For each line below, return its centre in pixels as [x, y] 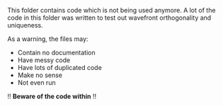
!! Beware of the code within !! [52, 96]
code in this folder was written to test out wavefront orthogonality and [109, 18]
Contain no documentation [56, 53]
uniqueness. [25, 25]
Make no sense [40, 75]
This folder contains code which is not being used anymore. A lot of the [111, 10]
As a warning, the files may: [48, 39]
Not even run [36, 83]
